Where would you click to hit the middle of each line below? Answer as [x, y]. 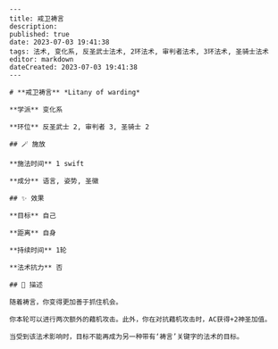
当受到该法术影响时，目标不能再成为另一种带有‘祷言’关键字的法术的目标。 [126, 337]
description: [34, 27]
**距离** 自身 [33, 233]
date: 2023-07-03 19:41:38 [59, 42]
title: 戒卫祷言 [37, 19]
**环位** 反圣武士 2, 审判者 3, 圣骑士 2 [80, 127]
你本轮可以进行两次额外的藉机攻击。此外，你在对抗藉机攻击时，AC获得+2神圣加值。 [140, 320]
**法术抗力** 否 [36, 268]
